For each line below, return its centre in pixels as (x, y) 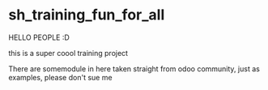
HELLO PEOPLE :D (39, 37)
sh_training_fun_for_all (87, 15)
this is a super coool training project (68, 53)
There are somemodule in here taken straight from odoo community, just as (134, 69)
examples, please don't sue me (60, 77)
